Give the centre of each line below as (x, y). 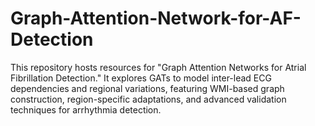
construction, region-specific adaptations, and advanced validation (148, 99)
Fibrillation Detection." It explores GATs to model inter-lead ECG (141, 78)
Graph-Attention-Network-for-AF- (156, 18)
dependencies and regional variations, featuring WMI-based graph (147, 88)
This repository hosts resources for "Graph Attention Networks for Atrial (158, 67)
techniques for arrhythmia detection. (86, 109)
